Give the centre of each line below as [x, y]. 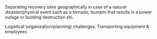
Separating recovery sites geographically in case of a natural [66, 7]
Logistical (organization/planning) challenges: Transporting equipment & [77, 26]
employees [16, 32]
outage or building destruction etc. [39, 17]
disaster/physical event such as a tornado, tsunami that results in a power [78, 12]
